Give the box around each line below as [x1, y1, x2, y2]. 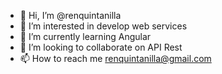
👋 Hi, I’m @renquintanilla [19, 10, 122, 21]
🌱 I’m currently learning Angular [19, 31, 152, 42]
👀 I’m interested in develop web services [19, 20, 188, 32]
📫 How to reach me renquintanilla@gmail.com [19, 53, 212, 64]
